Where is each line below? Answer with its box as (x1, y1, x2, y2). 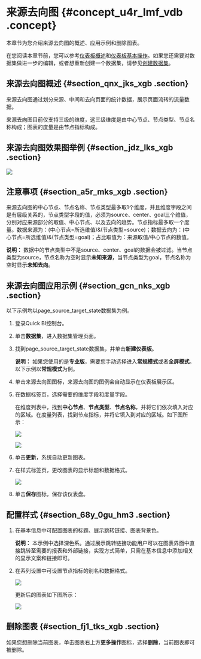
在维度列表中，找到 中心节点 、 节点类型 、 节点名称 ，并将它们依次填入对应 (14, 404, 193, 411)
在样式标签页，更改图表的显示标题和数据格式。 (14, 467, 130, 474)
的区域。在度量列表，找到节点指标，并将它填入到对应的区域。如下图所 (14, 411, 188, 418)
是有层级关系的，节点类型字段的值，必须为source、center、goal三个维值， (6, 211, 191, 219)
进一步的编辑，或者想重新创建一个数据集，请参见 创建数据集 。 (22, 59, 174, 66)
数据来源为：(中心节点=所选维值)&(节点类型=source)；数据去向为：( (16, 226, 185, 234)
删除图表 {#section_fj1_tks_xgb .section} (6, 621, 160, 632)
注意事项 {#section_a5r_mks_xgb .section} (6, 186, 169, 197)
